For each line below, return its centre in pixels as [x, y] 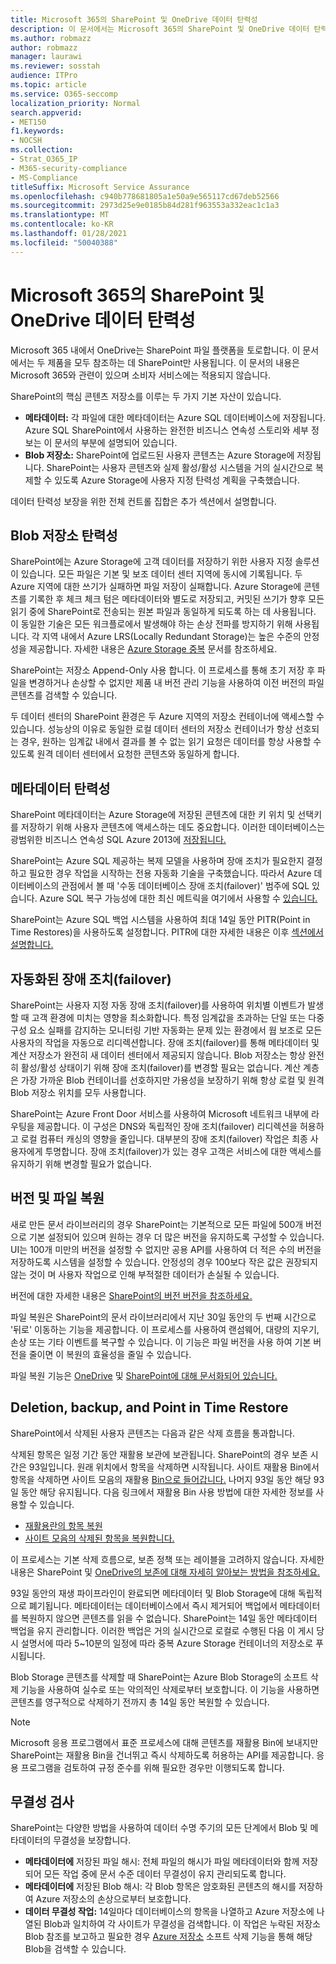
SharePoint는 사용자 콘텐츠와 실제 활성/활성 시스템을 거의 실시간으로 [179, 467]
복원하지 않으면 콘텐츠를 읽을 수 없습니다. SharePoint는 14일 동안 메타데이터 [169, 1618]
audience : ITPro [44, 76]
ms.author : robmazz [51, 38]
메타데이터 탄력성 [60, 788]
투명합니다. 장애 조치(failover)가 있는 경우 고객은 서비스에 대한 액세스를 [183, 1151]
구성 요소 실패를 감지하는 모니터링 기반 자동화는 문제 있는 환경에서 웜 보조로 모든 [166, 1030]
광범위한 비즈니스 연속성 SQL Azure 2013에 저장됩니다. [118, 840]
